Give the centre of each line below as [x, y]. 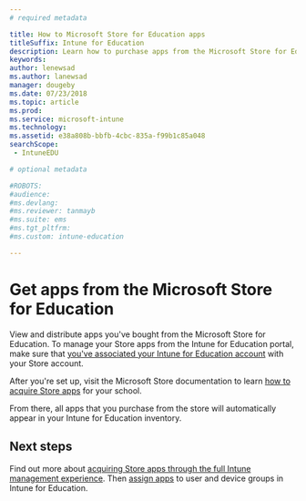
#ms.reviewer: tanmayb [52, 211]
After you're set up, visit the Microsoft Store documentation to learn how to [150, 381]
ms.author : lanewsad [49, 77]
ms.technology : [38, 128]
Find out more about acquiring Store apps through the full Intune [130, 468]
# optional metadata [49, 169]
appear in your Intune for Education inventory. [96, 418]
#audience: [30, 194]
